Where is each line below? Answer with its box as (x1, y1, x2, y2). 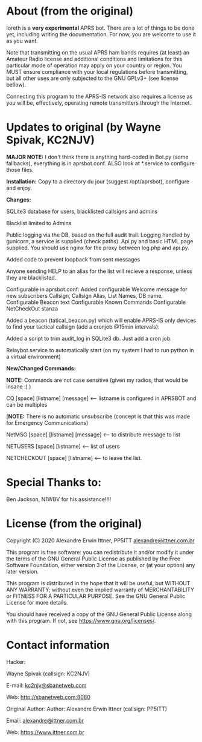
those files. (6, 166, 34, 173)
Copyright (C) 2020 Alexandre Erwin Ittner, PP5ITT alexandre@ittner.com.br (6, 537, 195, 544)
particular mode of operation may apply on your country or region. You (6, 62, 182, 69)
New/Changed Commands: (6, 364, 77, 372)
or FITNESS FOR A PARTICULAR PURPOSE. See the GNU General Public (6, 592, 186, 600)
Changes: (6, 195, 31, 203)
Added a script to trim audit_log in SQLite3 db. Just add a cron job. (6, 335, 172, 342)
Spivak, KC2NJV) (6, 133, 95, 147)
